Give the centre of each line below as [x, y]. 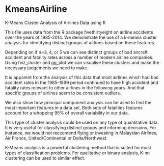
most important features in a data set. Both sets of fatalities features [74, 108]
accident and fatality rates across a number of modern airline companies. [79, 57]
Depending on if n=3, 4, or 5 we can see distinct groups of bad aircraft [77, 52]
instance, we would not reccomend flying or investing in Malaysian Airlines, [81, 133]
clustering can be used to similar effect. [45, 158]
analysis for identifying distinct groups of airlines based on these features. [80, 42]
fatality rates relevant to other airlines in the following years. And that [75, 87]
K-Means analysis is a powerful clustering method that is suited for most [78, 147]
